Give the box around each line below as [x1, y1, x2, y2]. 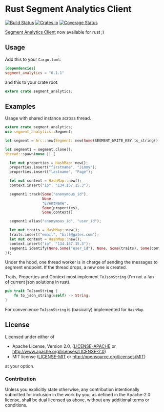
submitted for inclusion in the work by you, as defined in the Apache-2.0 [5, 392, 150, 398]
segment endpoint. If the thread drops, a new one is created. [5, 265, 127, 270]
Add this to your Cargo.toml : [5, 56, 62, 62]
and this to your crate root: [5, 79, 59, 85]
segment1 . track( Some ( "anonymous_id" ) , [9, 192, 89, 196]
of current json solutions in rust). [5, 279, 71, 285]
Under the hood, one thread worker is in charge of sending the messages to [5, 259, 158, 265]
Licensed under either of [5, 334, 55, 339]
